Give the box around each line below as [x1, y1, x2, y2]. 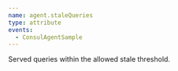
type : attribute [8, 19, 61, 27]
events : [8, 26, 34, 34]
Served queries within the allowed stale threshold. [8, 55, 171, 64]
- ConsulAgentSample [15, 33, 83, 41]
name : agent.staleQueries [8, 11, 93, 20]
